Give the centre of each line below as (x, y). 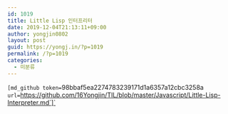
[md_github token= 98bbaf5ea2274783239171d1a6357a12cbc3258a (106, 87)
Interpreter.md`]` (31, 102)
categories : (25, 61)
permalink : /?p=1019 (38, 54)
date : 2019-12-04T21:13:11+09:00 (57, 27)
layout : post (27, 41)
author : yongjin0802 (38, 34)
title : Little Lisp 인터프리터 (50, 21)
